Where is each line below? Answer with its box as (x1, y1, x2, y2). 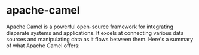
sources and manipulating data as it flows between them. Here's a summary (6, 35, 194, 43)
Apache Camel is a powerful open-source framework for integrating (6, 23, 173, 30)
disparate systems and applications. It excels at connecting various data (6, 29, 184, 36)
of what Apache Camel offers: (6, 42, 80, 49)
